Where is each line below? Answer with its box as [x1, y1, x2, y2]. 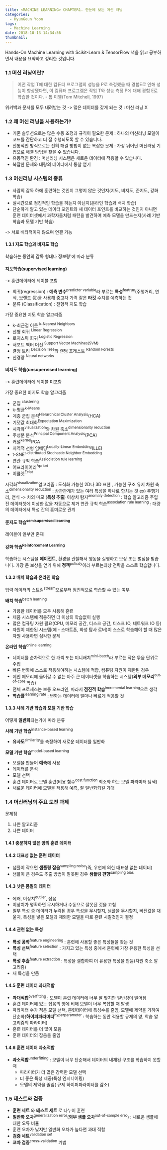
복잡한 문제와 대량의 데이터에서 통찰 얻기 [12, 161, 91, 167]
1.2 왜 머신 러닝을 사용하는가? [5, 118, 72, 125]
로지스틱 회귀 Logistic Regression [12, 334, 73, 341]
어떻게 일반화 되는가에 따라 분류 [5, 717, 66, 723]
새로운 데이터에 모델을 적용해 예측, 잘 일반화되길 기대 [12, 785, 115, 791]
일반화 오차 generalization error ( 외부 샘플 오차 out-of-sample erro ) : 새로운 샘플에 [12, 1113, 158, 1120]
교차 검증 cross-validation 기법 [12, 1138, 67, 1145]
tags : [5, 21, 16, 26]
